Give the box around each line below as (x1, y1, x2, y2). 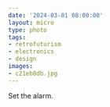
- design (8, 55, 37, 63)
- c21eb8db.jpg (8, 70, 58, 77)
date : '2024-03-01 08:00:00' (8, 11, 104, 20)
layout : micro (8, 19, 55, 27)
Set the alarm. (8, 91, 53, 100)
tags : (8, 33, 26, 41)
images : (8, 62, 34, 70)
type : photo (8, 26, 47, 34)
